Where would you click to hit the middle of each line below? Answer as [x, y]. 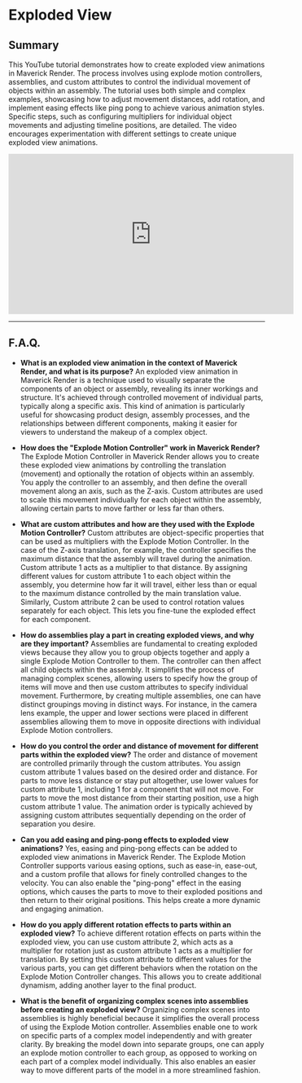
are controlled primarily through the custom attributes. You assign [131, 763]
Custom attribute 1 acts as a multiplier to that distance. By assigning [134, 567]
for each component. [55, 619]
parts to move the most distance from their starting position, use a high [139, 798]
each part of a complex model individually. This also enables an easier [138, 1061]
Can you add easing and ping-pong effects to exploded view [125, 840]
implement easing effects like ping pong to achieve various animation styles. [136, 108]
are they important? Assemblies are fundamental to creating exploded [139, 643]
